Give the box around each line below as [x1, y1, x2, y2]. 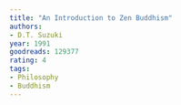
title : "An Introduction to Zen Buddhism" [9, 13, 173, 23]
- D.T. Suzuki [9, 30, 64, 39]
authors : [9, 22, 43, 31]
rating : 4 [9, 56, 47, 65]
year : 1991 [9, 38, 51, 48]
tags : [9, 65, 30, 74]
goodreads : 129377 [9, 47, 79, 57]
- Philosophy [9, 73, 59, 82]
